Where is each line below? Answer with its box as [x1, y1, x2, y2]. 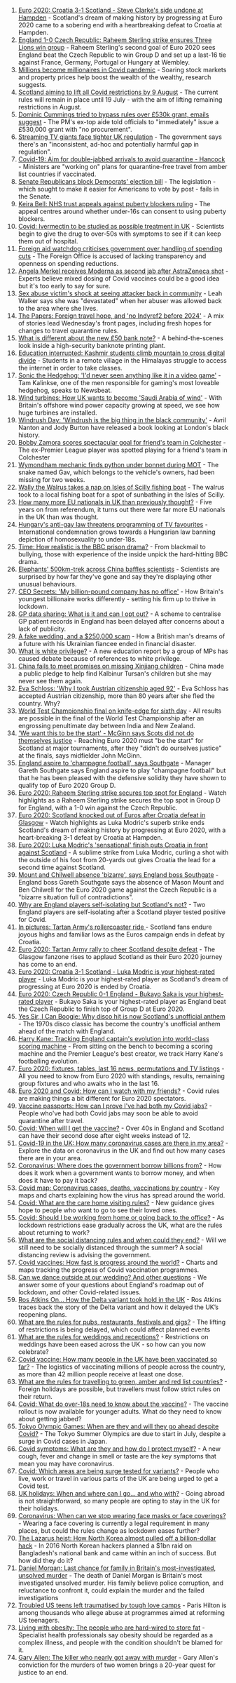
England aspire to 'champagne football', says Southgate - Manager [18, 759, 211, 767]
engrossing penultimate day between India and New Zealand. [18, 722, 195, 730]
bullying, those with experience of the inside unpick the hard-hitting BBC [18, 550, 228, 558]
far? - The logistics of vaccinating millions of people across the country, [18, 1362, 226, 1371]
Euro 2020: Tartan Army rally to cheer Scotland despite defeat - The [18, 945, 216, 953]
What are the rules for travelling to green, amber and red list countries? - [18, 1378, 228, 1386]
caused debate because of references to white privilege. [18, 655, 182, 662]
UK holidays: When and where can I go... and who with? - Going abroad [18, 1489, 225, 1497]
